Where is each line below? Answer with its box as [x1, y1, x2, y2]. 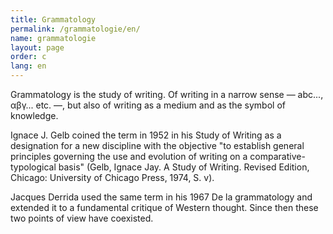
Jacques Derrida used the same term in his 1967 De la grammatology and [10, 191, 313, 203]
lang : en [10, 61, 47, 71]
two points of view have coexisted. [10, 212, 154, 224]
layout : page [10, 42, 65, 53]
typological [10, 161, 57, 173]
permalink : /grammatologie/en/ [10, 24, 141, 34]
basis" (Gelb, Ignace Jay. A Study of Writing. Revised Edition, [58, 161, 310, 173]
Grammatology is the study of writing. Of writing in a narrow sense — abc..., [10, 89, 324, 100]
